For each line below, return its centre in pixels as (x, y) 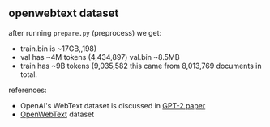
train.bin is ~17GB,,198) (58, 49)
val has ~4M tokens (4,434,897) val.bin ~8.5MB (100, 57)
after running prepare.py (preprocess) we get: (85, 32)
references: (28, 90)
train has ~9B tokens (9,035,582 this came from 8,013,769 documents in (141, 66)
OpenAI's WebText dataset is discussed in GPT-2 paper (113, 105)
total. (29, 74)
